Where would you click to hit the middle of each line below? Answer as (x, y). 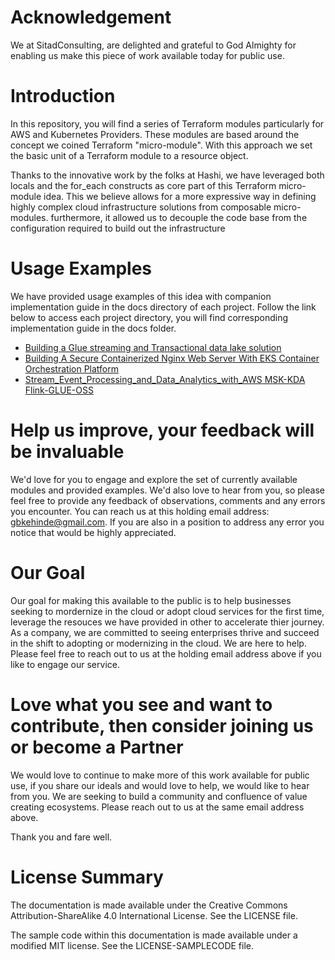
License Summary (87, 877)
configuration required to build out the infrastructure (118, 228)
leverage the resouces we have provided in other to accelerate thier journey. (167, 622)
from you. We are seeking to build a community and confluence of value (159, 796)
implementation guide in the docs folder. (93, 328)
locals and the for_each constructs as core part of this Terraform (143, 185)
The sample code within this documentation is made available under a (154, 935)
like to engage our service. (65, 664)
